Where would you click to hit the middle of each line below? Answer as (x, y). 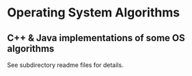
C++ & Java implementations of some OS (96, 38)
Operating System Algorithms (93, 13)
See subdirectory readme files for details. (66, 65)
